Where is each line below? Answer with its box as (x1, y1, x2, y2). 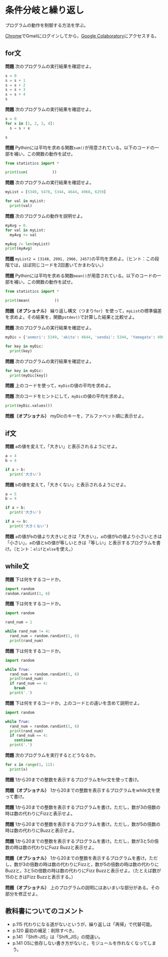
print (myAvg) (5, 246, 32, 251)
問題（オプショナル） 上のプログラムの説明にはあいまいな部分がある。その (5, 884, 160, 890)
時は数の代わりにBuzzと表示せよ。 (5, 827, 77, 833)
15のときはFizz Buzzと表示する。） (5, 874, 76, 880)
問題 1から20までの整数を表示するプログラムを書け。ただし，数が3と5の (5, 838, 154, 844)
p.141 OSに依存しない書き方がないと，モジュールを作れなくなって (12, 940, 147, 946)
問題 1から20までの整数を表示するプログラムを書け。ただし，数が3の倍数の (5, 804, 161, 810)
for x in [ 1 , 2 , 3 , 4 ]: (5, 121, 55, 126)
